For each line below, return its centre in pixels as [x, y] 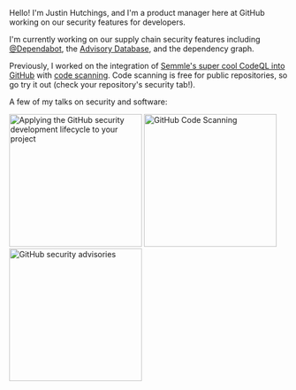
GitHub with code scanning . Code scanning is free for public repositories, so [148, 75]
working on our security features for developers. [97, 22]
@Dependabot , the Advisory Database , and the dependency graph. [132, 49]
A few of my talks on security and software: [88, 102]
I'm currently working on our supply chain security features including [135, 39]
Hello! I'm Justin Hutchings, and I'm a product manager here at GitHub [137, 13]
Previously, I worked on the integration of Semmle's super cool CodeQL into [147, 66]
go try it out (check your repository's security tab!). [102, 84]
